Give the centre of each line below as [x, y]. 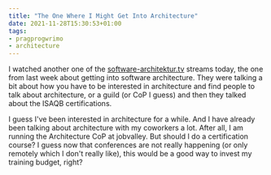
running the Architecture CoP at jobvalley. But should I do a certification [129, 137]
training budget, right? [46, 162]
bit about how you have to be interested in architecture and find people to [131, 87]
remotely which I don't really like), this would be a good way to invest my [130, 154]
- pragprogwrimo [36, 38]
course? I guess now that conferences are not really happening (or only [128, 145]
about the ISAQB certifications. [60, 104]
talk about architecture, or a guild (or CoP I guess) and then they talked [127, 95]
